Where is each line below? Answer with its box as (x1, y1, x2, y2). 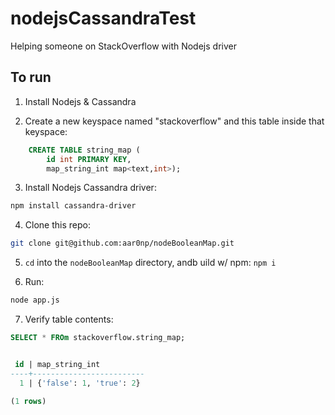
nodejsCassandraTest (10, 7, 197, 30)
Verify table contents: (24, 313, 114, 325)
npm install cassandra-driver (10, 201, 137, 211)
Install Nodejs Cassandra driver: (24, 182, 157, 194)
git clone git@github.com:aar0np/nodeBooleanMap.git (10, 238, 235, 249)
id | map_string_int (14, 359, 101, 369)
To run (10, 69, 52, 86)
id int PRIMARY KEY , (46, 154, 132, 164)
